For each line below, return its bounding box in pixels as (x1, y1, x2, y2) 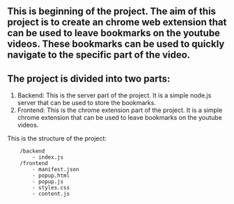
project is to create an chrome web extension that (7, 17, 227, 29)
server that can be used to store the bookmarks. (17, 99, 157, 107)
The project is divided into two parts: (7, 72, 171, 84)
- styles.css (32, 185, 70, 191)
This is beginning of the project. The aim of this (7, 6, 217, 17)
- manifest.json (32, 166, 79, 173)
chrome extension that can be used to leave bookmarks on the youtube (17, 113, 223, 122)
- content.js (32, 191, 70, 198)
